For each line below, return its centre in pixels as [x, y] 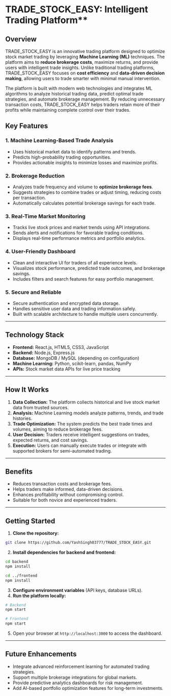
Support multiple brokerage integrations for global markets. [75, 677]
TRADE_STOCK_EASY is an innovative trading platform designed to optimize [85, 51]
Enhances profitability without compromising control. [68, 495]
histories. [22, 418]
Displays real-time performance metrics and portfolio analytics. [79, 238]
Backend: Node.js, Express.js [44, 353]
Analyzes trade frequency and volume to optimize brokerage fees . [83, 187]
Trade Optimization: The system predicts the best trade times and [82, 424]
